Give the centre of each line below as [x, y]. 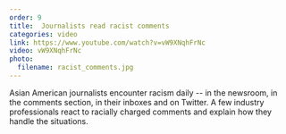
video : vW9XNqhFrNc [46, 51]
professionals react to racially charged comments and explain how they [141, 112]
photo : [21, 59]
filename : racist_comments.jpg [76, 68]
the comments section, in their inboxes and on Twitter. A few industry [137, 102]
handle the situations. [49, 121]
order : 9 [25, 17]
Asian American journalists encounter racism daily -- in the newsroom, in [143, 92]
